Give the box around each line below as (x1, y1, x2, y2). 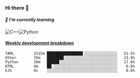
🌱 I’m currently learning (5, 17, 55, 23)
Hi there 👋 (5, 4, 29, 11)
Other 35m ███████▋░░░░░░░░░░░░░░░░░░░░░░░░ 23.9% (5, 55, 135, 60)
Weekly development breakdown (5, 40, 74, 46)
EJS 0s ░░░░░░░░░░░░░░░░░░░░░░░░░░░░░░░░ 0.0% (5, 68, 135, 73)
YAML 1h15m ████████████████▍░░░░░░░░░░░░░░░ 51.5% (5, 51, 135, 56)
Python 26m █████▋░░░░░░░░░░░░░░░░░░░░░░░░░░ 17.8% (5, 60, 135, 65)
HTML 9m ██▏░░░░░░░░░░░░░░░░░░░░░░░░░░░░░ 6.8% (5, 64, 135, 69)
